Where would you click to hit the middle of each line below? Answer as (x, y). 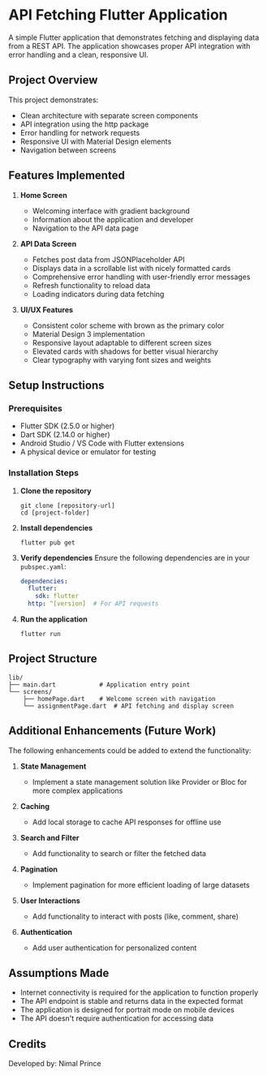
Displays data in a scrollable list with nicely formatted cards (131, 268)
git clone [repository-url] (67, 506)
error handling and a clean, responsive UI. (78, 54)
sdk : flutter (57, 596)
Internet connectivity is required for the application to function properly (139, 992)
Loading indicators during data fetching (98, 294)
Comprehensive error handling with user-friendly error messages (141, 277)
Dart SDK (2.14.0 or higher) (65, 435)
